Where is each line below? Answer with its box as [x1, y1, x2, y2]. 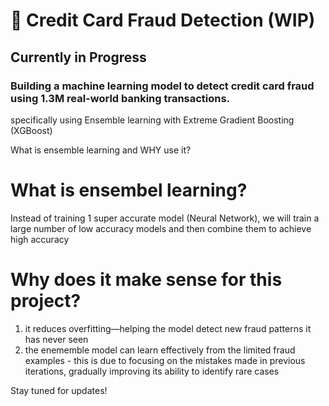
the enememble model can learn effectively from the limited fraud [24, 344, 296, 356]
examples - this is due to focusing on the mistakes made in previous [24, 354, 306, 366]
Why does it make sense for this [10, 269, 283, 291]
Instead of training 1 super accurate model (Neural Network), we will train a [10, 212, 320, 224]
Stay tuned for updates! [10, 384, 108, 396]
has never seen [24, 333, 89, 345]
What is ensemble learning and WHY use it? [10, 144, 192, 156]
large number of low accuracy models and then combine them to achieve [10, 222, 312, 234]
